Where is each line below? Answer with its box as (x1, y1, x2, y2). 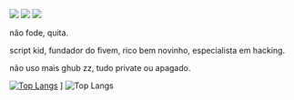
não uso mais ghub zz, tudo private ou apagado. (9, 63, 191, 73)
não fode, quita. (9, 27, 69, 38)
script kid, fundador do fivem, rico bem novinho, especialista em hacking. (9, 45, 285, 55)
